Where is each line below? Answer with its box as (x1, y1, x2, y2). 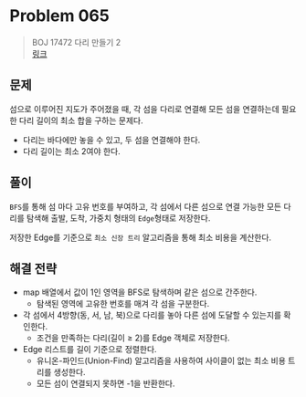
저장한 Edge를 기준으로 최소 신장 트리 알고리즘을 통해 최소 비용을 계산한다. (9, 232, 272, 243)
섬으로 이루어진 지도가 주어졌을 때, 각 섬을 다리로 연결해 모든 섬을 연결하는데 (9, 103, 280, 114)
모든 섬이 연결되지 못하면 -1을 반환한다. (36, 378, 175, 389)
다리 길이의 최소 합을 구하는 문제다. (18, 115, 143, 126)
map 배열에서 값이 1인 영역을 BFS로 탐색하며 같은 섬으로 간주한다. (22, 287, 258, 298)
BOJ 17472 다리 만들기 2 (31, 37, 121, 47)
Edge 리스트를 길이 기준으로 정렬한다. (22, 344, 157, 355)
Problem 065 (9, 5, 110, 26)
